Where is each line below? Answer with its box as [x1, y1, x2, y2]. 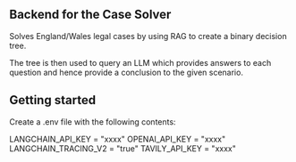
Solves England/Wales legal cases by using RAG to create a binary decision [9, 30, 288, 41]
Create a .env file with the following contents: [9, 116, 176, 127]
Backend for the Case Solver [9, 7, 172, 22]
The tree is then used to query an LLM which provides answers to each [9, 57, 272, 68]
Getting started [9, 93, 97, 108]
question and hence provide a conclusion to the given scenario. [9, 67, 244, 77]
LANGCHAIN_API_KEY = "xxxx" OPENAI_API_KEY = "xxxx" [9, 134, 226, 144]
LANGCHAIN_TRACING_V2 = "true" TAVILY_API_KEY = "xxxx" [9, 142, 237, 154]
